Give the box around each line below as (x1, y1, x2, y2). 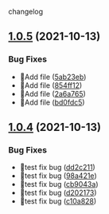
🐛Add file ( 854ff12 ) (19, 80, 83, 90)
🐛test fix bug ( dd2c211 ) (19, 163, 95, 172)
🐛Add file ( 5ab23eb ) (19, 72, 87, 81)
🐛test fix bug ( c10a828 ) (19, 196, 97, 206)
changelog (8, 7, 44, 16)
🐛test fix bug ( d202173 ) (19, 188, 97, 198)
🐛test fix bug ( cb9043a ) (19, 180, 99, 189)
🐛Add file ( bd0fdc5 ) (19, 97, 85, 107)
